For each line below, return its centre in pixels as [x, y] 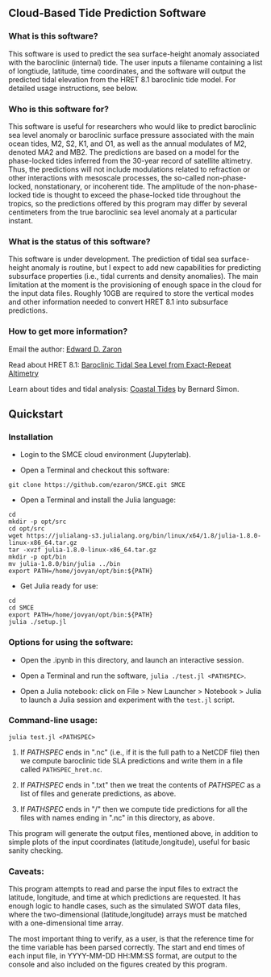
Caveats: [26, 871]
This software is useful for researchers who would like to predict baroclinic [132, 126]
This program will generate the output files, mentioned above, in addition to [133, 833]
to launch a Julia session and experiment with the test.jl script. [127, 700]
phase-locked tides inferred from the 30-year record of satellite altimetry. [130, 160]
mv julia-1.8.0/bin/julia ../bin [65, 564]
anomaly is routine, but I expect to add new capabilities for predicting [146, 268]
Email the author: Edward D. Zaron [65, 349]
